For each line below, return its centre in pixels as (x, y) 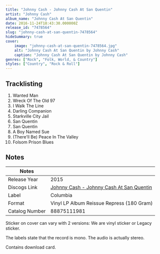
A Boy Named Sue (31, 132)
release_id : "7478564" (29, 28)
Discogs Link (23, 187)
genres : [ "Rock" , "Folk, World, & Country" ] (51, 59)
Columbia (61, 195)
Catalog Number (27, 211)
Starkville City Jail (31, 116)
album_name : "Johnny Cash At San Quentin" (49, 19)
